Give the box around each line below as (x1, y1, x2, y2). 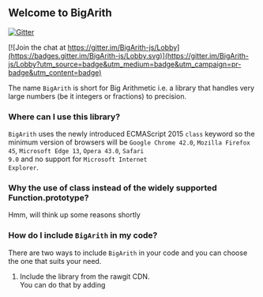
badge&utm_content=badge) (8, 67, 102, 77)
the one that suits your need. (8, 256, 102, 265)
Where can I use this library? (8, 111, 121, 122)
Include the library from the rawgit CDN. (19, 272, 150, 281)
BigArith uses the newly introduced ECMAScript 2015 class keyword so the (8, 130, 255, 139)
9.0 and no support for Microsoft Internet (8, 154, 148, 164)
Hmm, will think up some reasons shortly (8, 210, 141, 220)
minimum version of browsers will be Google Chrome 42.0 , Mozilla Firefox (8, 137, 250, 147)
